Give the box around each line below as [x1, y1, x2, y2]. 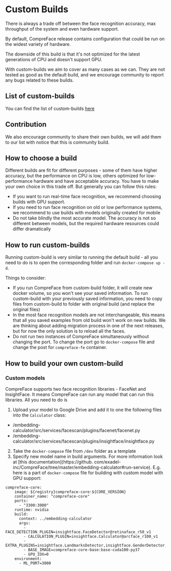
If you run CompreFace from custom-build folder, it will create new [12, 285, 153, 291]
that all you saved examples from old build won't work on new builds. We [12, 317, 166, 323]
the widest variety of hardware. [5, 41, 71, 47]
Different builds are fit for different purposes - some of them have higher [5, 167, 158, 174]
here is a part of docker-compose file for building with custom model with [12, 470, 163, 476]
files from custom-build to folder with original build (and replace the [12, 301, 155, 307]
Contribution [5, 120, 47, 129]
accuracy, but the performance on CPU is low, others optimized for [5, 173, 146, 179]
